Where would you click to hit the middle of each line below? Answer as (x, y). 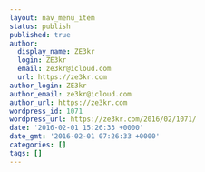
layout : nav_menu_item (52, 18)
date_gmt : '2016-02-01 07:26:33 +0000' (85, 137)
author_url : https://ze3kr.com (68, 102)
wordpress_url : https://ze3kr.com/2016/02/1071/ (103, 119)
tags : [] (26, 153)
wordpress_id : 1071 (46, 111)
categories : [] (38, 145)
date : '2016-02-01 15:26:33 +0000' (77, 128)
